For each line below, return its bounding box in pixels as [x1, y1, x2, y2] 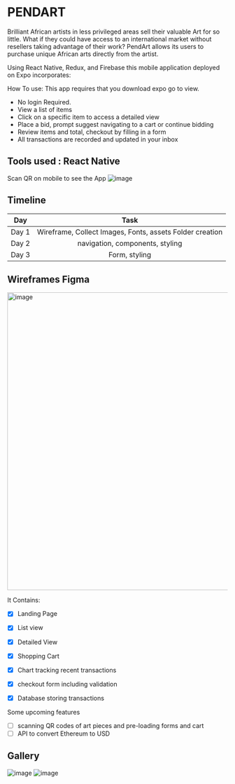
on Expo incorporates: [7, 71, 71, 79]
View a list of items [17, 105, 72, 114]
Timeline [7, 194, 47, 207]
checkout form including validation [17, 680, 117, 688]
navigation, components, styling [77, 238, 183, 248]
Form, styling [108, 249, 152, 259]
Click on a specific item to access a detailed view [17, 113, 159, 121]
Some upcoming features [7, 708, 80, 716]
